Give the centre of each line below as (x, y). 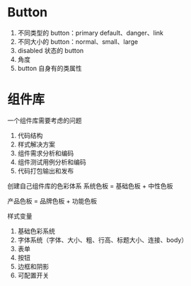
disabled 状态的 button (51, 50)
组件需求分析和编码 (46, 153)
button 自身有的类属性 (50, 68)
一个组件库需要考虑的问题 (45, 120)
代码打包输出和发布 (46, 171)
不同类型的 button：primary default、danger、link (91, 33)
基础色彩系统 (36, 231)
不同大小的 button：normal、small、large (78, 41)
